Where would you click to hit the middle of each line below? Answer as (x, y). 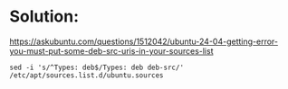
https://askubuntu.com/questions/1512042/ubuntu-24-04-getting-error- (144, 41)
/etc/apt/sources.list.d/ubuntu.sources (87, 75)
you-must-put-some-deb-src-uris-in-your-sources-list (111, 50)
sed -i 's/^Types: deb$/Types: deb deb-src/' (96, 67)
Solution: (44, 17)
